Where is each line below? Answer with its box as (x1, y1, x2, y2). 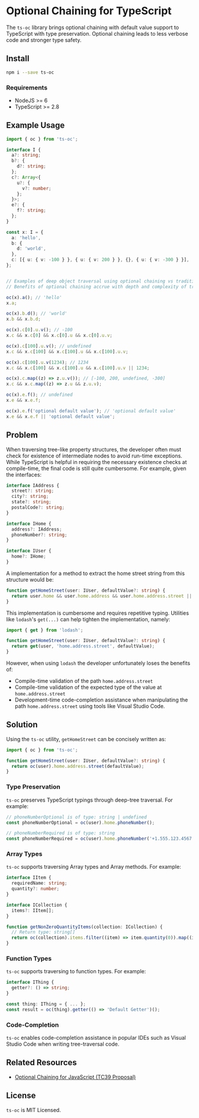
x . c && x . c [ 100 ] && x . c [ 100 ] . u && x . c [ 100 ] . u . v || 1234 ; (6, 365, 150, 371)
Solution (6, 720, 38, 730)
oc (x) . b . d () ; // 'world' (6, 310, 68, 317)
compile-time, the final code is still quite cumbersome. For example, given (6, 465, 187, 472)
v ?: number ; (21, 185, 52, 191)
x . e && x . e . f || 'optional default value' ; (6, 414, 115, 420)
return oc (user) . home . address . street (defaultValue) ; (11, 763, 145, 769)
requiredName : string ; (11, 880, 68, 887)
